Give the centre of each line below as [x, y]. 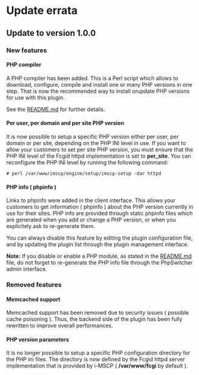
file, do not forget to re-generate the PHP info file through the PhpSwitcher [99, 263]
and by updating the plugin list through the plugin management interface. [98, 245]
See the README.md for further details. [56, 109]
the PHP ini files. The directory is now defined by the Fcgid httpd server [96, 359]
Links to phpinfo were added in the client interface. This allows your [91, 200]
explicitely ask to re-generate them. [51, 226]
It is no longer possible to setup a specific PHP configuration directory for [98, 353]
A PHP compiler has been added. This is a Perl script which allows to [92, 78]
